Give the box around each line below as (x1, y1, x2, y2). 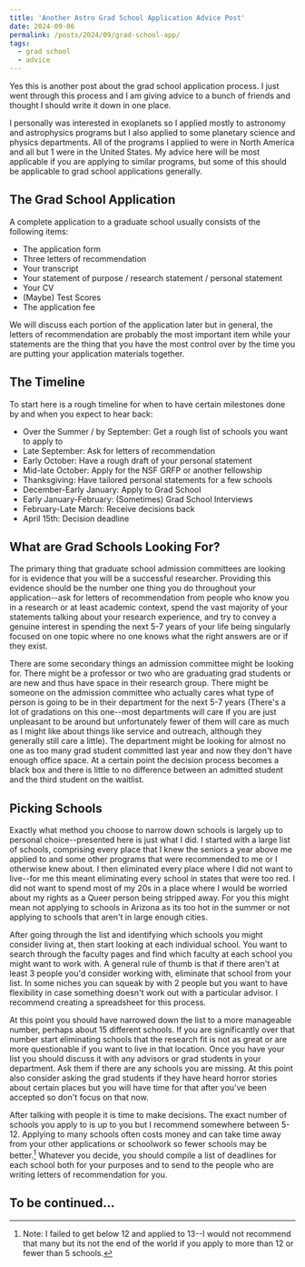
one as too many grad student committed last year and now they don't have (9, 745, 292, 756)
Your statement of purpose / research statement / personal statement (22, 272, 283, 283)
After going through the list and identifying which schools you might (9, 930, 263, 940)
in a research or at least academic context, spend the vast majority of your (9, 602, 289, 613)
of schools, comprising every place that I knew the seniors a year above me (9, 844, 292, 855)
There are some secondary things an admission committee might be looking (9, 659, 294, 669)
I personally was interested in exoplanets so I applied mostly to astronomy (9, 117, 286, 128)
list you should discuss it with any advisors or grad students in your (9, 1053, 261, 1064)
